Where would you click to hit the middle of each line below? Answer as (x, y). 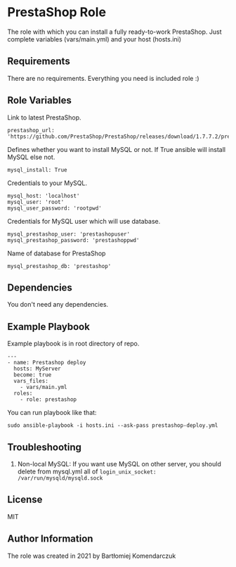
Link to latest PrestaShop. (45, 117)
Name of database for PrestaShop (57, 253)
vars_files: (31, 381)
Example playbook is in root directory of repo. (73, 344)
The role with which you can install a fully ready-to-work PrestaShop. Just (114, 32)
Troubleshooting (45, 447)
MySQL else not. (31, 157)
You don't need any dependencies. (58, 305)
